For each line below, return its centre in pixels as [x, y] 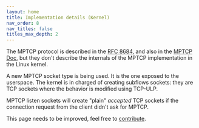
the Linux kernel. [27, 65]
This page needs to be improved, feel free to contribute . [76, 119]
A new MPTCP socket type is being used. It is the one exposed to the [93, 76]
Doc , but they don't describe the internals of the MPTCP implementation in [99, 58]
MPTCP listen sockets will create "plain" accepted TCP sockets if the [93, 101]
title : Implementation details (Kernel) [58, 18]
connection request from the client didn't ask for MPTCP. [77, 107]
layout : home [23, 12]
